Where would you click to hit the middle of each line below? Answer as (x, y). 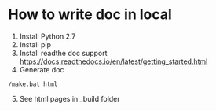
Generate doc (42, 69)
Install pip (35, 44)
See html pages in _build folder (70, 98)
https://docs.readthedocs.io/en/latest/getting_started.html (113, 61)
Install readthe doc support (63, 53)
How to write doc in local (90, 15)
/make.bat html (33, 84)
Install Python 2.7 (48, 36)
